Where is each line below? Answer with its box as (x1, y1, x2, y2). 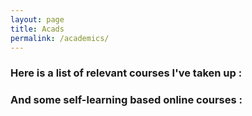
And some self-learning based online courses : (10, 93, 243, 107)
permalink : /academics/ (10, 33, 110, 43)
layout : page (10, 14, 65, 25)
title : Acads (10, 24, 65, 34)
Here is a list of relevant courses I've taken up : (10, 66, 243, 80)
